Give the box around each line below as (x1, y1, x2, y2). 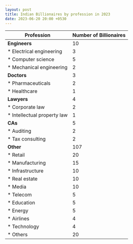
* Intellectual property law (7, 112, 68, 119)
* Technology (7, 223, 39, 230)
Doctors (7, 72, 27, 79)
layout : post (5, 7, 32, 12)
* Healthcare (7, 88, 38, 95)
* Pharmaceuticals (7, 80, 51, 87)
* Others (7, 231, 28, 238)
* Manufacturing (7, 160, 46, 167)
